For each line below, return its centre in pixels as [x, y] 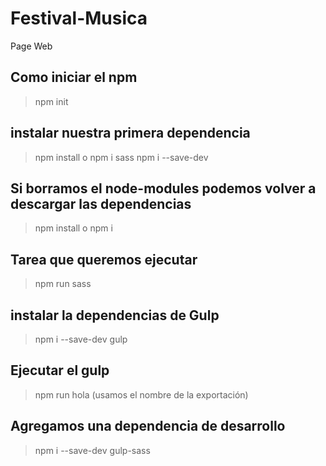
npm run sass [63, 284]
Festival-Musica [79, 18]
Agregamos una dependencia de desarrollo [148, 426]
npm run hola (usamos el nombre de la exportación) [141, 394]
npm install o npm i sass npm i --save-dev [121, 157]
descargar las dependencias [101, 203]
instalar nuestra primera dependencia [130, 133]
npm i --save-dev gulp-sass [92, 450]
